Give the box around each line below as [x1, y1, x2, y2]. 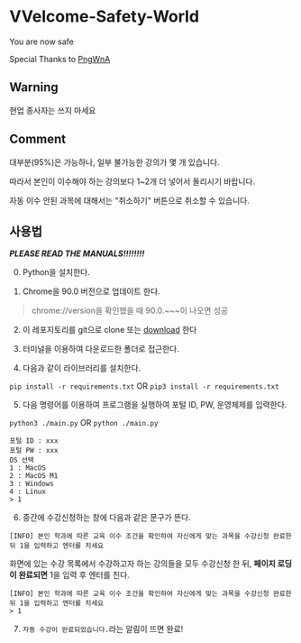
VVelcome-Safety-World [9, 6, 200, 27]
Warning [9, 79, 59, 96]
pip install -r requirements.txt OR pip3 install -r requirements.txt [9, 381, 279, 391]
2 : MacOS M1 [9, 472, 59, 481]
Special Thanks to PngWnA [9, 53, 111, 64]
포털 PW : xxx [9, 446, 59, 455]
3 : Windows [9, 480, 54, 489]
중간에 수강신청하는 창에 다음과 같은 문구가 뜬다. [22, 512, 191, 523]
